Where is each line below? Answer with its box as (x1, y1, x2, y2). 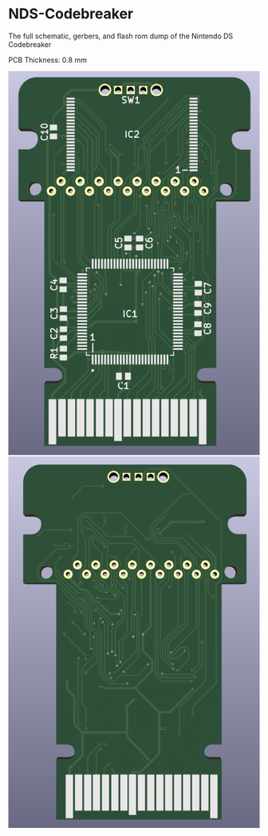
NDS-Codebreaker (8, 5, 134, 23)
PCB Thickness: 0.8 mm (8, 55, 88, 65)
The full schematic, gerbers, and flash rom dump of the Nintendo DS (8, 31, 234, 41)
